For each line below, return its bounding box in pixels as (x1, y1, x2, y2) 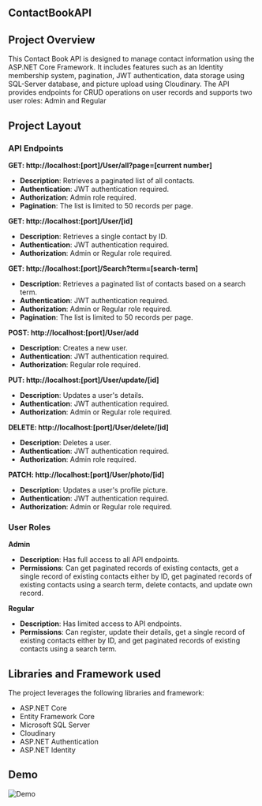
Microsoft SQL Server (19, 720, 91, 729)
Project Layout (8, 118, 81, 133)
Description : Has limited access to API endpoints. (19, 619, 182, 628)
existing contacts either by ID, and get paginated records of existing (19, 635, 241, 646)
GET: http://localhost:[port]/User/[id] (8, 216, 133, 226)
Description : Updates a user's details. (19, 390, 144, 399)
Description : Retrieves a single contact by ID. (19, 231, 168, 241)
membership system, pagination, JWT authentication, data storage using (8, 71, 245, 81)
